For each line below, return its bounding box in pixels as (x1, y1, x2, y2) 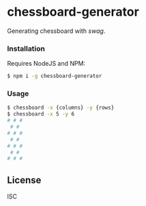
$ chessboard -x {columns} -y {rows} (7, 104, 115, 112)
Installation (7, 44, 46, 53)
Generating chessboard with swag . (7, 27, 106, 35)
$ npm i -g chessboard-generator (7, 73, 102, 79)
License (7, 174, 42, 185)
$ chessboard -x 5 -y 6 (7, 111, 75, 118)
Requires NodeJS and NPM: (7, 60, 86, 68)
